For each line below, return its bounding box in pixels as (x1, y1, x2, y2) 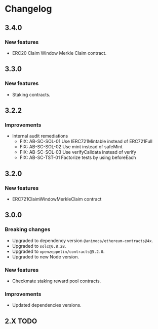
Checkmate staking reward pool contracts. (12, 278, 101, 284)
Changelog (5, 3, 52, 15)
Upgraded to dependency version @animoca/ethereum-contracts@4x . (12, 237, 153, 244)
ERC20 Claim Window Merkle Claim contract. (12, 50, 107, 56)
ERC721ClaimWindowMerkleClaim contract (12, 196, 102, 202)
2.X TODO (5, 317, 37, 325)
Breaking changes (5, 226, 51, 233)
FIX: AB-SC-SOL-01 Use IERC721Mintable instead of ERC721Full (19, 138, 153, 145)
